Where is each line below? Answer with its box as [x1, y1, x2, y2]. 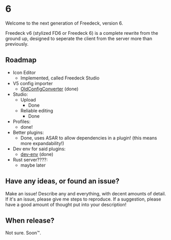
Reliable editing [20, 107, 53, 113]
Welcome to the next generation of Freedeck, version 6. [5, 20, 123, 26]
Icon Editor [12, 69, 36, 75]
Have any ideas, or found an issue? [5, 177, 120, 186]
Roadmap [5, 56, 37, 65]
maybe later [20, 162, 46, 168]
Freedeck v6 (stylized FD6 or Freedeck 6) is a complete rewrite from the [5, 30, 158, 36]
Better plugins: [12, 129, 44, 135]
